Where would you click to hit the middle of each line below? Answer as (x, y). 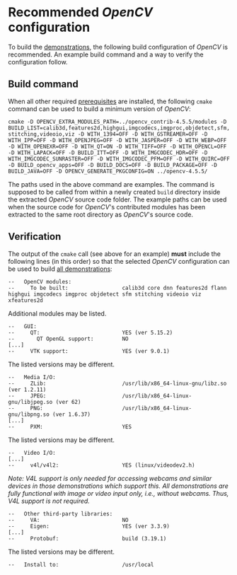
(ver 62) (68, 402)
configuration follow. (38, 62)
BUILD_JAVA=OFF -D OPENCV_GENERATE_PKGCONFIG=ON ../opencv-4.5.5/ (108, 171)
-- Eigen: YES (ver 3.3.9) (89, 526)
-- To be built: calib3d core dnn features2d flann (117, 288)
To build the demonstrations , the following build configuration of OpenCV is (118, 47)
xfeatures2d (25, 300)
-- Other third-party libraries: (60, 513)
